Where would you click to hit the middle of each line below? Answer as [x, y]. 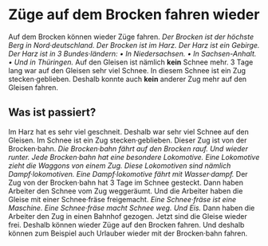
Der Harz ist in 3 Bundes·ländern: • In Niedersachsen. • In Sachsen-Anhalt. [132, 53]
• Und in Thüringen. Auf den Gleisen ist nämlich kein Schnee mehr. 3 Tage [131, 62]
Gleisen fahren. [33, 87]
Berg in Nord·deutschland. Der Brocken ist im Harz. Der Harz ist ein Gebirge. [134, 45]
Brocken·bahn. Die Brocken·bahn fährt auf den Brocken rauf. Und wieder [128, 148]
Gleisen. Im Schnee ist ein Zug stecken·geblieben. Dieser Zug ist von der [128, 140]
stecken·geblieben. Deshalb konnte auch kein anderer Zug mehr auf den [128, 79]
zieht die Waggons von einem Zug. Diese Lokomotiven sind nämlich [120, 166]
